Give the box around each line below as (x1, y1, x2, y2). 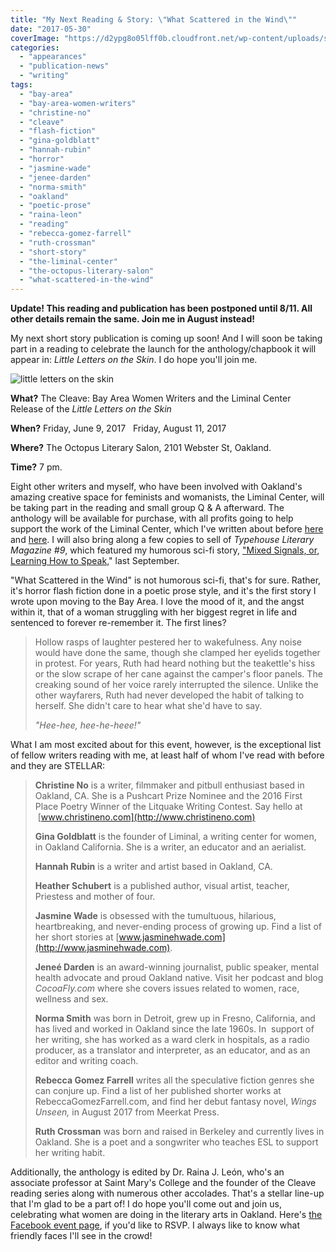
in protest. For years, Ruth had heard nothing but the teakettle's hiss (34, 657, 316, 670)
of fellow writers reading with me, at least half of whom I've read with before (10, 749, 325, 761)
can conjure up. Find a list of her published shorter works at (34, 1085, 282, 1097)
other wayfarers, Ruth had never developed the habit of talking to (34, 689, 305, 701)
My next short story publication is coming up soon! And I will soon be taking (10, 332, 323, 345)
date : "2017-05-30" (10, 24, 92, 34)
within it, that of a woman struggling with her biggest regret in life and (10, 606, 297, 618)
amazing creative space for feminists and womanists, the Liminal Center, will (10, 491, 325, 503)
